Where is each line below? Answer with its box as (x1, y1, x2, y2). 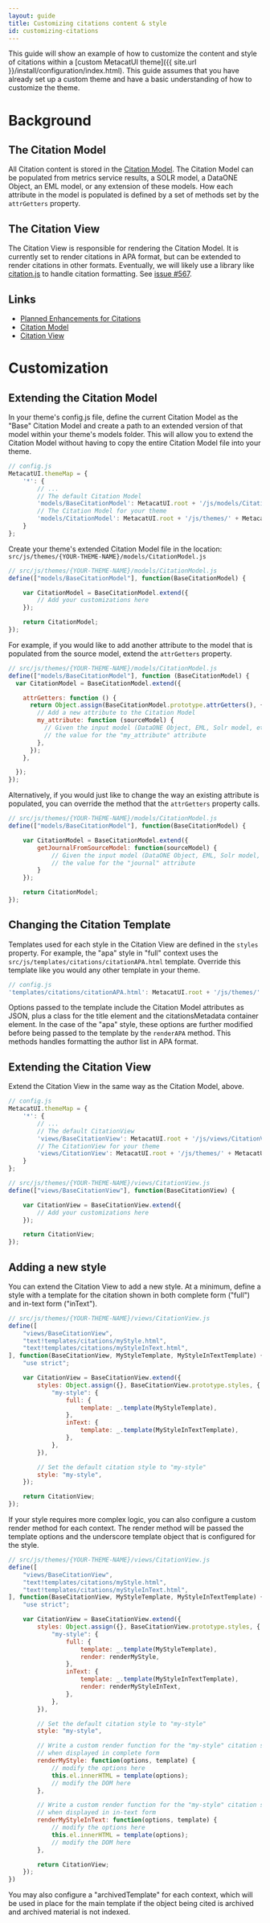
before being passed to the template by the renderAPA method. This (8, 1028, 231, 1038)
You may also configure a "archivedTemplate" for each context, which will (8, 1890, 253, 1900)
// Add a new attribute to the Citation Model (37, 709, 196, 717)
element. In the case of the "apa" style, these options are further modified (8, 1020, 253, 1030)
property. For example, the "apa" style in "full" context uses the (8, 947, 219, 958)
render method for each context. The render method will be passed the (8, 1523, 244, 1533)
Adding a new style (8, 1261, 107, 1274)
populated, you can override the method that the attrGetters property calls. (8, 798, 260, 809)
